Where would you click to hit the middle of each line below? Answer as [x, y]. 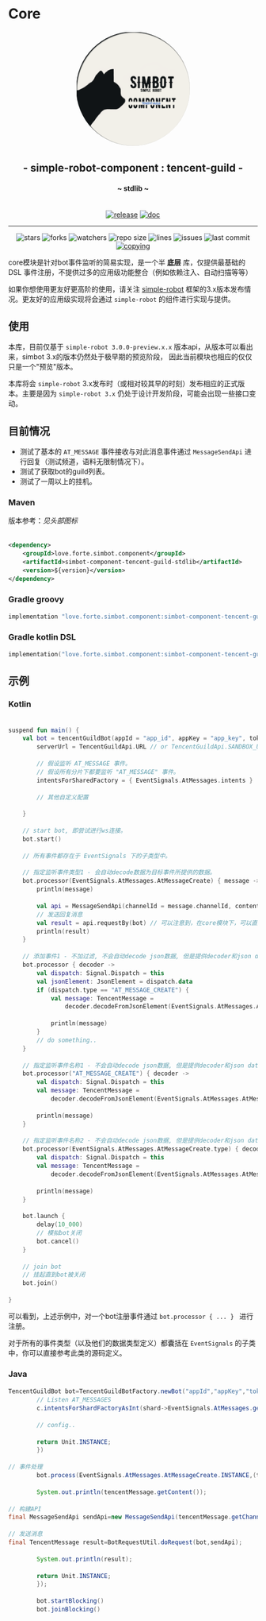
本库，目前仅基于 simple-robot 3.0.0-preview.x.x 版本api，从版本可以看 [127, 347]
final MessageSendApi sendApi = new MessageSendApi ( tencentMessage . [120, 1517]
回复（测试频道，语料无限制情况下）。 [87, 462]
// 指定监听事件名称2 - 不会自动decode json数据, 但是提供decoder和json [133, 1141]
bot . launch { [44, 1217]
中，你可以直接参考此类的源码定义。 [67, 1352]
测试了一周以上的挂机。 [58, 482]
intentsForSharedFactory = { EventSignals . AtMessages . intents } [145, 780]
